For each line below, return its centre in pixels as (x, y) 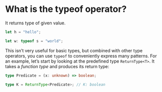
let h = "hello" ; (23, 32)
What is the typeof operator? (66, 9)
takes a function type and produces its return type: (57, 66)
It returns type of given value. (36, 23)
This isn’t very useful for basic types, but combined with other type (74, 50)
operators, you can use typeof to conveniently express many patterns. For (81, 56)
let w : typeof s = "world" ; (34, 41)
